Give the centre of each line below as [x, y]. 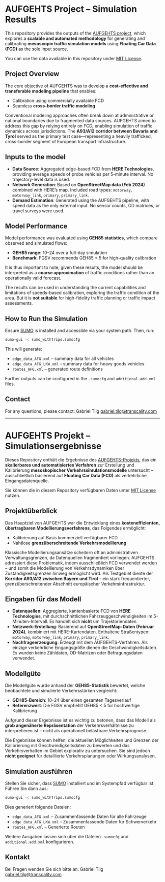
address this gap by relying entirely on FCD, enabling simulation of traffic [79, 126]
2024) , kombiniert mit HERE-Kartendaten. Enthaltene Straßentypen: [81, 632]
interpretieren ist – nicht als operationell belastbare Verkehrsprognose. [76, 731]
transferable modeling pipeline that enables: [51, 91]
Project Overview [32, 74]
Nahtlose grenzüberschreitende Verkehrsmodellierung [69, 543]
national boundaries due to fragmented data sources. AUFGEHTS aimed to [81, 120]
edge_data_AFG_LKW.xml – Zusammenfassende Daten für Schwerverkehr [84, 821]
